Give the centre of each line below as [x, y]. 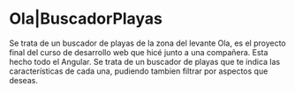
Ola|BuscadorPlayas [86, 19]
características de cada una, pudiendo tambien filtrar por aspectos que [139, 71]
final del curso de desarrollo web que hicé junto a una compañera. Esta [139, 52]
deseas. [23, 80]
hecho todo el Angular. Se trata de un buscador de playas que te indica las [145, 61]
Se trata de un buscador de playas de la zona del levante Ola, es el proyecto [147, 43]
